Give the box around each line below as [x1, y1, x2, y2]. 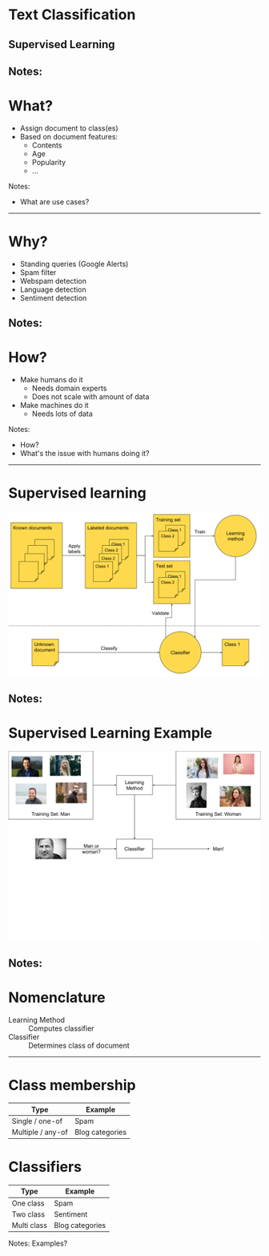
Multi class [11, 1221, 48, 1230]
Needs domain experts [31, 383, 107, 394]
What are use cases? [19, 196, 90, 206]
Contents [31, 140, 62, 150]
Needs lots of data [31, 409, 94, 418]
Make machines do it [19, 401, 90, 410]
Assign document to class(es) [19, 123, 118, 133]
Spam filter [19, 267, 57, 277]
